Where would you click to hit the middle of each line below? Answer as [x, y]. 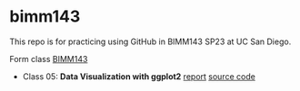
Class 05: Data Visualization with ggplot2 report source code [139, 76]
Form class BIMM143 [49, 59]
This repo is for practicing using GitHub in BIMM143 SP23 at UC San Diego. [150, 41]
